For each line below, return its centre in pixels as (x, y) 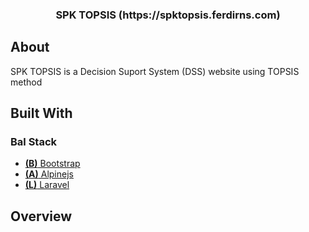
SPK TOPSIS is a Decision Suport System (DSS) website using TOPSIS (155, 71)
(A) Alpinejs (49, 174)
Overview (41, 216)
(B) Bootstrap (52, 164)
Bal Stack (34, 142)
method (26, 82)
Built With (41, 113)
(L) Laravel (47, 185)
